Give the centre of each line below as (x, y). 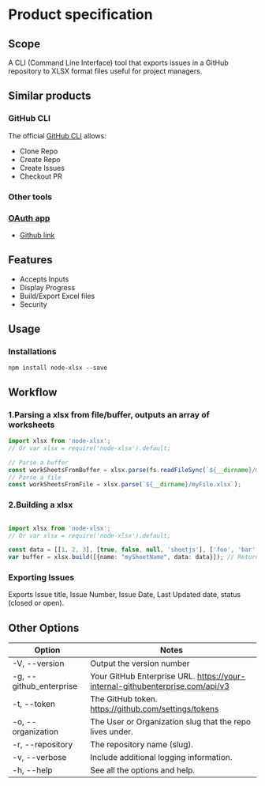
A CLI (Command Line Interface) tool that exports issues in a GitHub (118, 62)
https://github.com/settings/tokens (155, 709)
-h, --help (32, 770)
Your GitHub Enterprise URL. (143, 676)
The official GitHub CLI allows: (57, 135)
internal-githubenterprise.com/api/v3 (160, 686)
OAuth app (29, 217)
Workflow (33, 392)
